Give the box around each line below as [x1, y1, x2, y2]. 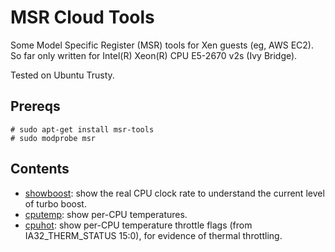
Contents [10, 161, 70, 178]
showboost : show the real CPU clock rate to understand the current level [24, 187, 325, 199]
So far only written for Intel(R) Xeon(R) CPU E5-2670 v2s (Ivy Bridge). [10, 49, 298, 61]
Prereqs [10, 98, 61, 115]
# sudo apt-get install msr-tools [10, 124, 155, 135]
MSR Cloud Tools [10, 6, 155, 29]
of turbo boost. [24, 197, 87, 210]
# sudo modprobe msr [10, 133, 97, 143]
